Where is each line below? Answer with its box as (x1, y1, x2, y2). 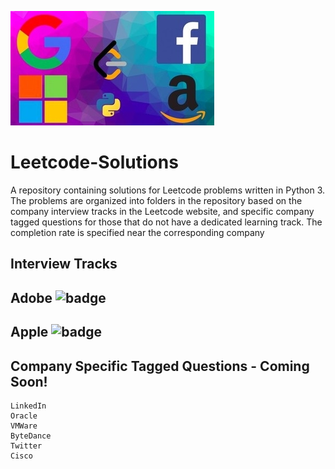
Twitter (10, 441, 43, 451)
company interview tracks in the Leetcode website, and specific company (10, 205, 315, 217)
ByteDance (10, 431, 52, 441)
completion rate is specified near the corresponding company (10, 226, 265, 238)
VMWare (10, 421, 38, 431)
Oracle (10, 411, 38, 421)
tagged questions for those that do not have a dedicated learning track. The (10, 216, 323, 228)
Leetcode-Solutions (10, 151, 179, 174)
